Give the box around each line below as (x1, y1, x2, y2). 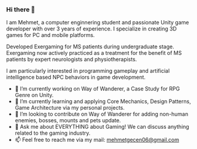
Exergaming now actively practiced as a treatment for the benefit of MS (6, 49, 182, 57)
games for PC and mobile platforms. (6, 32, 95, 39)
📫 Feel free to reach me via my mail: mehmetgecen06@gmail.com (14, 136, 179, 144)
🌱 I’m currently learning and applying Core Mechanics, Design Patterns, (14, 98, 191, 105)
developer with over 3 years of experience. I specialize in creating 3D (6, 25, 177, 32)
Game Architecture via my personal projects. (14, 104, 125, 111)
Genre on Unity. (14, 92, 54, 99)
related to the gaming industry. (14, 129, 91, 136)
